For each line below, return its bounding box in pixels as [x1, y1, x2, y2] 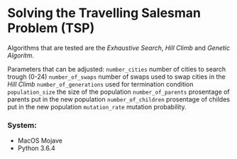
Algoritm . [7, 51, 34, 60]
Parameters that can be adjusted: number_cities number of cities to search [7, 65, 226, 73]
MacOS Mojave [17, 136, 62, 145]
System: [7, 120, 37, 130]
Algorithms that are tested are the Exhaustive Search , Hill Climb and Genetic [7, 43, 231, 52]
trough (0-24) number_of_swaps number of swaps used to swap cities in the [7, 72, 226, 81]
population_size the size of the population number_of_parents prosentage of [7, 87, 231, 96]
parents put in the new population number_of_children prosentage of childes [7, 94, 231, 104]
